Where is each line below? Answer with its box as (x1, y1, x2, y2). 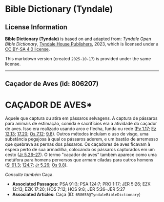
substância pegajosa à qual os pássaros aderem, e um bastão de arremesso (5, 136, 159, 142)
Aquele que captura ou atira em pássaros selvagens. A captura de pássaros (5, 115, 158, 121)
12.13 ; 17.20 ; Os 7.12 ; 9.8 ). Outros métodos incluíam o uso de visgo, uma (5, 131, 149, 137)
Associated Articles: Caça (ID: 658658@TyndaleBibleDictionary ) (12, 192, 141, 198)
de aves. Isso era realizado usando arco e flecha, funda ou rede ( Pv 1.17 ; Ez (5, 126, 157, 132)
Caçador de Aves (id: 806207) (5, 80, 99, 88)
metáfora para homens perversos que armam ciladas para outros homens (5, 157, 154, 163)
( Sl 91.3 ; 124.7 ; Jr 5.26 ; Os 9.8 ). (5, 162, 68, 168)
